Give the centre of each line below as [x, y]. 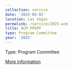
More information [23, 61]
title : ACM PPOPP [23, 28]
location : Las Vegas [27, 19]
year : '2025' [19, 38]
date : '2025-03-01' [25, 14]
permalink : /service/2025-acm [37, 24]
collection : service [27, 10]
